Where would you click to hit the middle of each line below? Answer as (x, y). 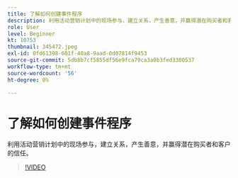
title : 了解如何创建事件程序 (45, 14)
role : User (23, 27)
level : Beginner (31, 34)
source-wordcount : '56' (42, 73)
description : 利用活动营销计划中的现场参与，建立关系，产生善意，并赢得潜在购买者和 (118, 21)
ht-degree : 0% (28, 80)
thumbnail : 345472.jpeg (42, 47)
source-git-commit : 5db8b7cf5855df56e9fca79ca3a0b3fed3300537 (101, 60)
